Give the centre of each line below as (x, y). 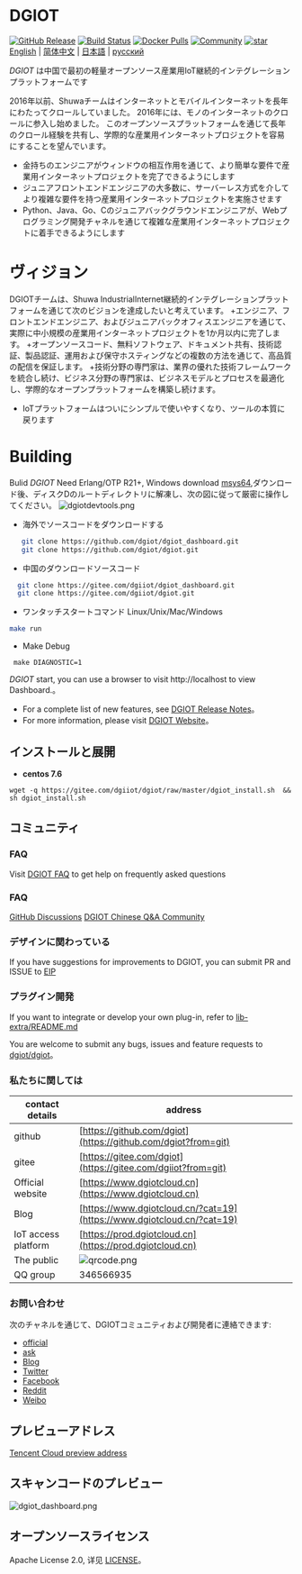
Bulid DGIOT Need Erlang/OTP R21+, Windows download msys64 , (131, 482)
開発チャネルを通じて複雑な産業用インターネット (160, 221)
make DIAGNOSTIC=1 (48, 663)
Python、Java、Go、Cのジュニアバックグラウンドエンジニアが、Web (151, 210)
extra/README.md (44, 1026)
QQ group (35, 1274)
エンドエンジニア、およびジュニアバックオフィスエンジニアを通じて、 (162, 322)
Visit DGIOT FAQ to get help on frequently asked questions (118, 874)
